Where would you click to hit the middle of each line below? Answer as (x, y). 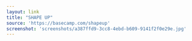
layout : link (23, 12)
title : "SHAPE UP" (30, 17)
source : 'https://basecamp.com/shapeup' (59, 23)
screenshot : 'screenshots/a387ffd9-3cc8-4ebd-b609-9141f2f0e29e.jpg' (97, 29)
